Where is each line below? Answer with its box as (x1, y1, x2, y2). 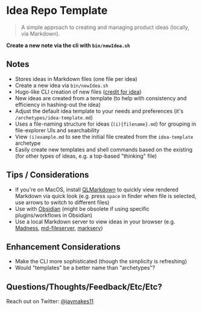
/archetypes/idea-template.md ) (14, 114, 93, 121)
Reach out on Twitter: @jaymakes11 (6, 298, 94, 305)
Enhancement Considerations (6, 242, 121, 252)
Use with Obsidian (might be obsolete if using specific (14, 205, 150, 212)
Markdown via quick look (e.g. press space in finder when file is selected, (14, 192, 197, 199)
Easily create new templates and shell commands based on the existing (14, 146, 193, 153)
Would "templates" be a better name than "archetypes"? (14, 264, 156, 272)
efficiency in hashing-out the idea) (14, 101, 101, 108)
